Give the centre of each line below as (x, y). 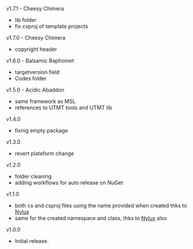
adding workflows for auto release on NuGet (69, 182)
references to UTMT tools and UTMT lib (63, 108)
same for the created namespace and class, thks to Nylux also (91, 218)
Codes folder (31, 78)
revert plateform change (44, 153)
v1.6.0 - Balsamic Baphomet (40, 61)
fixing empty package (41, 130)
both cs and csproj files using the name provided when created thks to (101, 206)
